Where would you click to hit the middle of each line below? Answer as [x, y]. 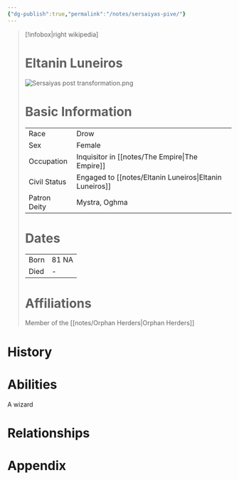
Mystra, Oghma [102, 202]
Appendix [37, 465]
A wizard [20, 404]
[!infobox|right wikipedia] [62, 34]
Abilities [32, 384]
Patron [39, 198]
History [30, 352]
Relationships [49, 433]
